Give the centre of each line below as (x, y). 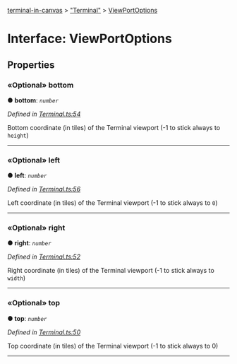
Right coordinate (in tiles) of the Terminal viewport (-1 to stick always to (111, 271)
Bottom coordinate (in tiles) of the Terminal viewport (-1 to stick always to (114, 127)
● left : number (27, 175)
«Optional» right (36, 228)
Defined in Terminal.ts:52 (44, 257)
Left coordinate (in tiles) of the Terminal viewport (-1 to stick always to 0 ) (113, 203)
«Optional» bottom (41, 85)
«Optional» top (34, 303)
